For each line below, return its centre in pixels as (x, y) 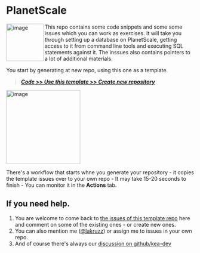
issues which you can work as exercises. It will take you (113, 33)
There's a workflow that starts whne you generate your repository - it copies (100, 172)
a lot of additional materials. (79, 58)
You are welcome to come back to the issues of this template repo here (102, 218)
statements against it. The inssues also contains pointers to (118, 52)
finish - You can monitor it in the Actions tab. (61, 185)
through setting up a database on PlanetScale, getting (111, 39)
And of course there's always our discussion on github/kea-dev (93, 243)
